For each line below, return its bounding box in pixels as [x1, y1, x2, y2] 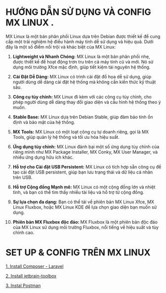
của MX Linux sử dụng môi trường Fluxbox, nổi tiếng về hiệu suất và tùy [12, 224, 159, 230]
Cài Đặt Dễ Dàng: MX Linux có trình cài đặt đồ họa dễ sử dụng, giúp [12, 73, 152, 79]
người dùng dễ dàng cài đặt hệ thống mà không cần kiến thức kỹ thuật [12, 79, 156, 85]
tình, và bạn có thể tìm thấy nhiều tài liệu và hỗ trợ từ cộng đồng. [12, 189, 145, 195]
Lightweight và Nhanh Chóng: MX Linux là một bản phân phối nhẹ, [12, 54, 150, 59]
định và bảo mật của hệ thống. [12, 119, 76, 125]
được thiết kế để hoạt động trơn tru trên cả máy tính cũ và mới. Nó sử [12, 59, 154, 64]
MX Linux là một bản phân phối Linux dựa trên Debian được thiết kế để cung [5, 33, 161, 39]
